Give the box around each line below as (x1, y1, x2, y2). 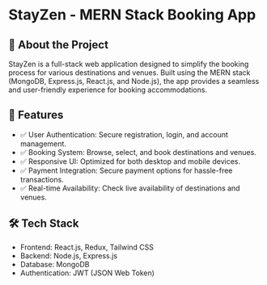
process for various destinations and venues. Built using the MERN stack (8, 68, 251, 78)
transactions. (19, 174, 65, 184)
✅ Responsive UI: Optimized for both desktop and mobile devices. (19, 156, 241, 166)
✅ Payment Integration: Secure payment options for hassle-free (19, 166, 233, 175)
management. (19, 139, 67, 149)
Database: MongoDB (19, 259, 90, 269)
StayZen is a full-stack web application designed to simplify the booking (8, 59, 249, 69)
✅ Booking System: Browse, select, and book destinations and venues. (19, 147, 256, 157)
